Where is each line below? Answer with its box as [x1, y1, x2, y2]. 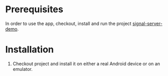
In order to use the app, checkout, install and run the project [5, 20, 132, 27]
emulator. [12, 66, 33, 72]
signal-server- [132, 20, 162, 27]
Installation [5, 44, 54, 56]
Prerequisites [5, 4, 64, 15]
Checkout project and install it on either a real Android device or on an [12, 60, 160, 67]
